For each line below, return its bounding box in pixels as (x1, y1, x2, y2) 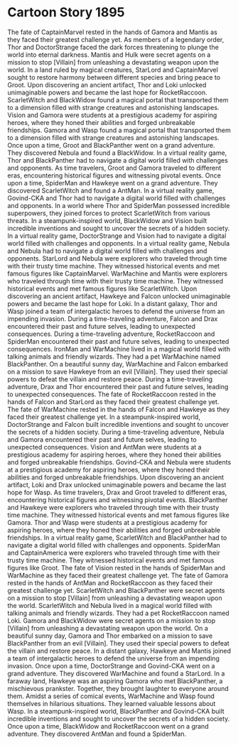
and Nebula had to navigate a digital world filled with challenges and (7, 246, 207, 255)
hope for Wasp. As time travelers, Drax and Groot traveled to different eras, (7, 488, 227, 496)
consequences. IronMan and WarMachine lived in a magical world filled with (7, 344, 231, 353)
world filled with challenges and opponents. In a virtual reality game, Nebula (7, 239, 230, 247)
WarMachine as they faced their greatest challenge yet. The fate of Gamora (7, 571, 229, 580)
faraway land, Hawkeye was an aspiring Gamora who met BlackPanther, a (7, 676, 223, 685)
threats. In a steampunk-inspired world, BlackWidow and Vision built (7, 216, 207, 224)
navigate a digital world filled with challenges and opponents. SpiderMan (7, 540, 220, 549)
